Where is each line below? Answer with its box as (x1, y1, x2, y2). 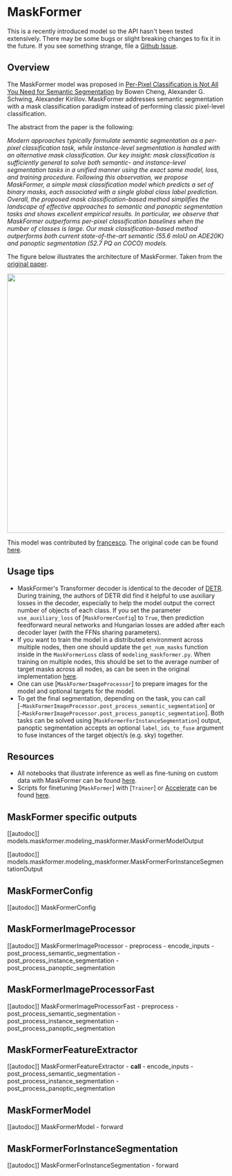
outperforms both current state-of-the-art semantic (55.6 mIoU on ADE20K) (7, 231, 224, 240)
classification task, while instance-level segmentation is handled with (21, 143, 220, 152)
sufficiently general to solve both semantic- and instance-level (7, 158, 186, 167)
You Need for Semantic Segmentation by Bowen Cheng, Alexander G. (7, 87, 205, 95)
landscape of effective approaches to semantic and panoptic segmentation (7, 202, 223, 211)
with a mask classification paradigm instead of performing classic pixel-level (7, 102, 225, 111)
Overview (7, 61, 50, 73)
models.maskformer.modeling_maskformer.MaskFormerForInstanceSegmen (7, 857, 224, 866)
